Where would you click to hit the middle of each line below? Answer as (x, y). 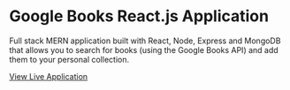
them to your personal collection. (69, 59)
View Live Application (49, 76)
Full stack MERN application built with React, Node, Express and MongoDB (145, 41)
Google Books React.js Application (139, 16)
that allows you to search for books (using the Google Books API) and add (144, 49)
